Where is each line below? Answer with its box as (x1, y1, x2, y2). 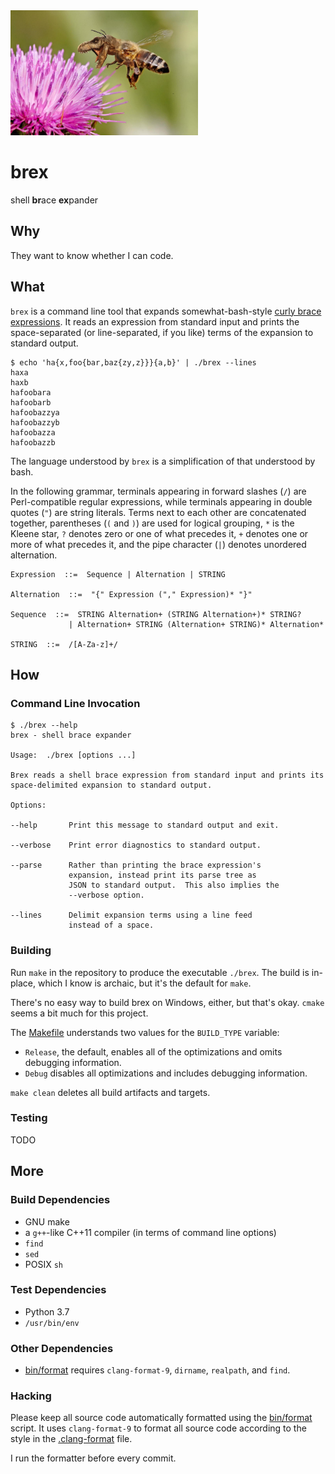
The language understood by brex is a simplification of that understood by (10, 455, 316, 467)
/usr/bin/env (24, 1318, 80, 1328)
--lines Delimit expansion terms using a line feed (10, 910, 253, 921)
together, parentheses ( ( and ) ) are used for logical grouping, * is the (10, 517, 295, 529)
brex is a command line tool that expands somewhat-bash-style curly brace (10, 305, 322, 317)
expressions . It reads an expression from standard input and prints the (10, 315, 300, 328)
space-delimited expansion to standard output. (10, 780, 213, 791)
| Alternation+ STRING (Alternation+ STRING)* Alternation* (68, 619, 325, 629)
